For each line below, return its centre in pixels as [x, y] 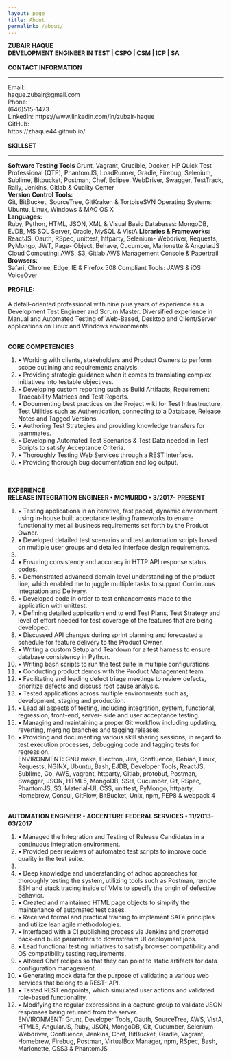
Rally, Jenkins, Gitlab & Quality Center [61, 188]
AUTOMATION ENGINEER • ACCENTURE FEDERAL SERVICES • [98, 816]
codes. [27, 569]
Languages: [25, 216]
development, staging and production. [72, 701]
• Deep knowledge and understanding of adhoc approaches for [108, 873]
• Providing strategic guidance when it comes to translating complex [114, 375]
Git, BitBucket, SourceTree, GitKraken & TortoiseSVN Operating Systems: [110, 202]
